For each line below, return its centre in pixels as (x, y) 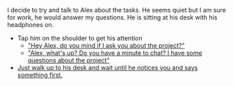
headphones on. (31, 25)
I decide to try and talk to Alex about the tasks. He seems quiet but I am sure (116, 10)
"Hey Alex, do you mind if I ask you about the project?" (106, 45)
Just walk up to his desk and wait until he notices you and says (107, 68)
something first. (40, 75)
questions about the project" (69, 60)
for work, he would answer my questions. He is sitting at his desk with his (112, 17)
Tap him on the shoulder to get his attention (80, 38)
